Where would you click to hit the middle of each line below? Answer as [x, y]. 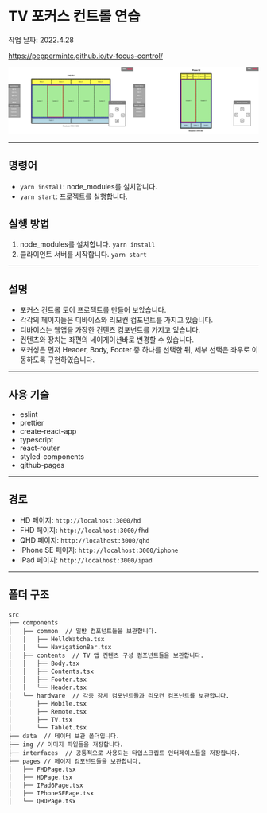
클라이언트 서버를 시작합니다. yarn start [83, 255]
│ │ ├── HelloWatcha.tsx [56, 639]
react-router [40, 448]
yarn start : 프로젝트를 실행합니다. [74, 196]
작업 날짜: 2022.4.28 [41, 40]
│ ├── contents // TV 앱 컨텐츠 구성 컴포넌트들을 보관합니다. [106, 655]
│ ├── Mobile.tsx [48, 704]
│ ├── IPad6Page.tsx [46, 785]
